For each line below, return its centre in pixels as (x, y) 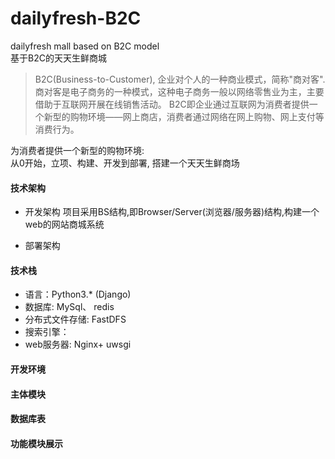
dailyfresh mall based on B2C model (85, 46)
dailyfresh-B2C (76, 18)
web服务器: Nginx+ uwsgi (78, 344)
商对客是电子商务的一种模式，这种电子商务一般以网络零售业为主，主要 (179, 91)
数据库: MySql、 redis (69, 307)
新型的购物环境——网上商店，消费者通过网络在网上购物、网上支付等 (184, 116)
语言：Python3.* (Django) (78, 294)
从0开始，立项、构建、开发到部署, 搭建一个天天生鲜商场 (125, 163)
